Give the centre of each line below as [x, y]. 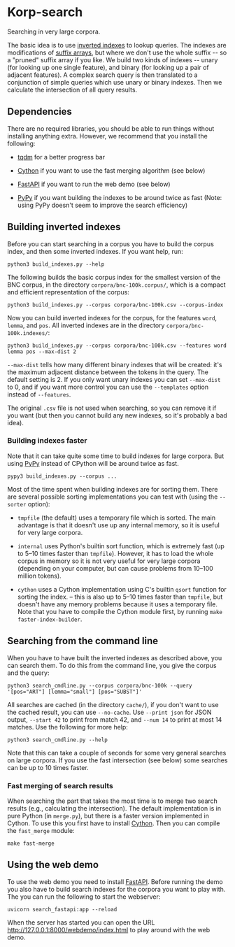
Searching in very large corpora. [54, 31]
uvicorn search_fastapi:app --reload [62, 909]
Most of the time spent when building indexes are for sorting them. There [113, 489]
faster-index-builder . [50, 619]
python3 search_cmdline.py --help [58, 740]
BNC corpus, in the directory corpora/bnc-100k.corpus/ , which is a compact [116, 285]
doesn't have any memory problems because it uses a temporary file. [117, 604]
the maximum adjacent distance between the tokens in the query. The [108, 372]
